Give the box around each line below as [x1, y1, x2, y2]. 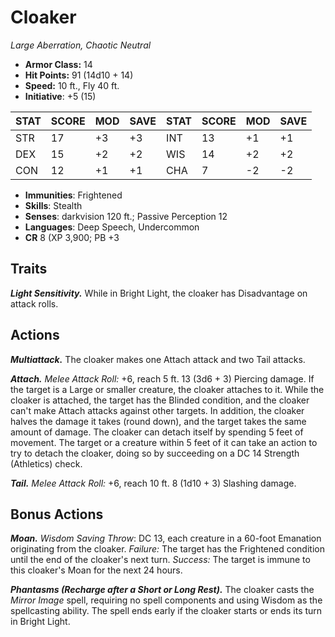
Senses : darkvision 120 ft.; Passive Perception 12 [24, 210, 228, 222]
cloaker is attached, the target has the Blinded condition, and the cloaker [10, 394, 310, 406]
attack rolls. [10, 297, 59, 310]
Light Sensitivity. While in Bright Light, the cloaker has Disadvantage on [10, 287, 308, 299]
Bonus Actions [10, 506, 104, 523]
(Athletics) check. [10, 457, 83, 470]
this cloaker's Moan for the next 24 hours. [10, 564, 183, 576]
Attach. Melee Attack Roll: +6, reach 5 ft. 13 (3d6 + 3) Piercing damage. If [10, 372, 315, 385]
